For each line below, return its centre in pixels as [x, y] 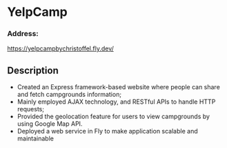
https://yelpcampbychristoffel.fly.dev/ [60, 48]
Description [33, 70]
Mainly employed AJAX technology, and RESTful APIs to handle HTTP [116, 102]
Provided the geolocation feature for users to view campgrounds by [113, 117]
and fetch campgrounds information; [69, 95]
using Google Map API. [50, 124]
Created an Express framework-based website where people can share [119, 87]
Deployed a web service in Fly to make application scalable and [107, 131]
